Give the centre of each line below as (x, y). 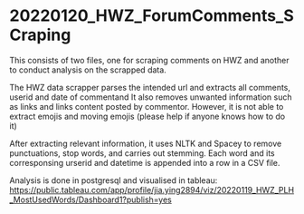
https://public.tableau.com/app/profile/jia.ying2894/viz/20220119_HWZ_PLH (152, 190)
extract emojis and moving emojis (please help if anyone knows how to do (147, 116)
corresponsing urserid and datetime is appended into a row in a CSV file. (145, 162)
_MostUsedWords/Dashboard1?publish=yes (90, 199)
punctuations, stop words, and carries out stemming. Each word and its (142, 153)
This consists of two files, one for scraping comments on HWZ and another (149, 60)
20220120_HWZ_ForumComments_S (152, 16)
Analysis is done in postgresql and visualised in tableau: (114, 180)
